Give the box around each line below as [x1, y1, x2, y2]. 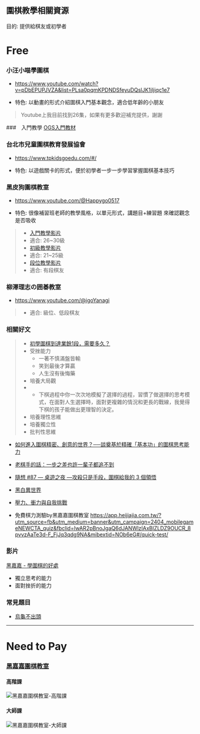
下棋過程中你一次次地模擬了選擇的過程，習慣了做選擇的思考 [38, 391, 185, 398]
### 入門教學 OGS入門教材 [6, 124, 76, 131]
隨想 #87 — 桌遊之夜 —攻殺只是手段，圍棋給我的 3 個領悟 [14, 474, 157, 481]
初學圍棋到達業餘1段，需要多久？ [29, 340, 111, 347]
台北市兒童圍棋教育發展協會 [6, 141, 86, 149]
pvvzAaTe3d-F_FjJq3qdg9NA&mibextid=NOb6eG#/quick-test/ [14, 531, 168, 538]
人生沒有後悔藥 [38, 370, 76, 377]
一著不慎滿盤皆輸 [38, 355, 81, 362]
